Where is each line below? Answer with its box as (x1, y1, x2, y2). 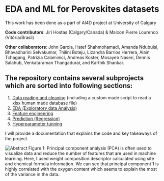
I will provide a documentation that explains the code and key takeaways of (5, 130, 157, 136)
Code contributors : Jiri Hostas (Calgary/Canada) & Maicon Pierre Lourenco (5, 29, 158, 35)
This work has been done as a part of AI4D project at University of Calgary (5, 20, 157, 26)
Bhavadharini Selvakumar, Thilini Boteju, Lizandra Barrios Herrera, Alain (5, 49, 150, 55)
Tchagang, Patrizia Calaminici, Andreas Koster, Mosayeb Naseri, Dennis (5, 54, 150, 60)
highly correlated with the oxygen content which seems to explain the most (5, 166, 157, 172)
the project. (5, 135, 28, 141)
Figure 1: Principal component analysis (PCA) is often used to (28, 145, 152, 151)
